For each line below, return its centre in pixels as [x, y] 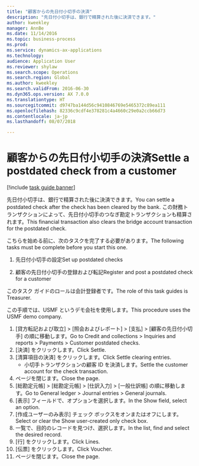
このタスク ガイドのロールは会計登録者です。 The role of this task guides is [97, 291]
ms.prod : [17, 45]
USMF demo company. [35, 317]
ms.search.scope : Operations [43, 72]
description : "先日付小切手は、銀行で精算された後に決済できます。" [81, 17]
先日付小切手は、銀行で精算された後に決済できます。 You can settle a [91, 200]
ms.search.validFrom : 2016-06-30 [48, 89]
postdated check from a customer [92, 171]
